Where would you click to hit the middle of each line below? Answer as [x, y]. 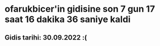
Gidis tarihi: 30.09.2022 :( [46, 37]
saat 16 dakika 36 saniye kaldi [68, 19]
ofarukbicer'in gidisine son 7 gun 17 [80, 9]
